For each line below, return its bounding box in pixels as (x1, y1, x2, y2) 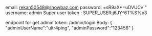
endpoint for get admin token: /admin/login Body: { (5, 20, 113, 25)
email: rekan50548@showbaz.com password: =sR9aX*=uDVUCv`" (5, 5, 147, 10)
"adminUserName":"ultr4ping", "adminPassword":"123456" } (5, 25, 134, 31)
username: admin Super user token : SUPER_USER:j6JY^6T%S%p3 (5, 10, 147, 16)
